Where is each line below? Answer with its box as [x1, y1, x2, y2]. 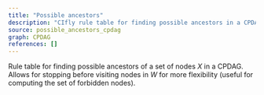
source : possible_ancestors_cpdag [8, 26, 122, 33]
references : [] [8, 40, 58, 48]
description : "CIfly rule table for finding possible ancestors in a [8, 19, 241, 26]
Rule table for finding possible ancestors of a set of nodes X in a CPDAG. [8, 62, 244, 71]
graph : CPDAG [8, 33, 51, 41]
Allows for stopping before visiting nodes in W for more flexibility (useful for [8, 70, 254, 79]
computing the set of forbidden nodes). [8, 79, 136, 88]
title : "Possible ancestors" [8, 11, 104, 19]
